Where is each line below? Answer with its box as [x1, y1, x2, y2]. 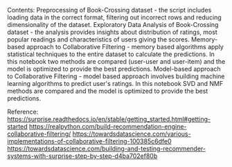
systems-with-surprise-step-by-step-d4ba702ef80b [7, 152, 158, 160]
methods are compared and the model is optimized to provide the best [7, 87, 208, 95]
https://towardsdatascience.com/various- [72, 130, 192, 138]
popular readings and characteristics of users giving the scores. [7, 35, 190, 44]
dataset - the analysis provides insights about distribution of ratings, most [7, 28, 218, 36]
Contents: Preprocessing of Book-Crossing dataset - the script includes [7, 6, 212, 14]
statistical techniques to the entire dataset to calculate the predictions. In [7, 50, 215, 58]
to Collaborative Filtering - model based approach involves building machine [7, 72, 225, 80]
